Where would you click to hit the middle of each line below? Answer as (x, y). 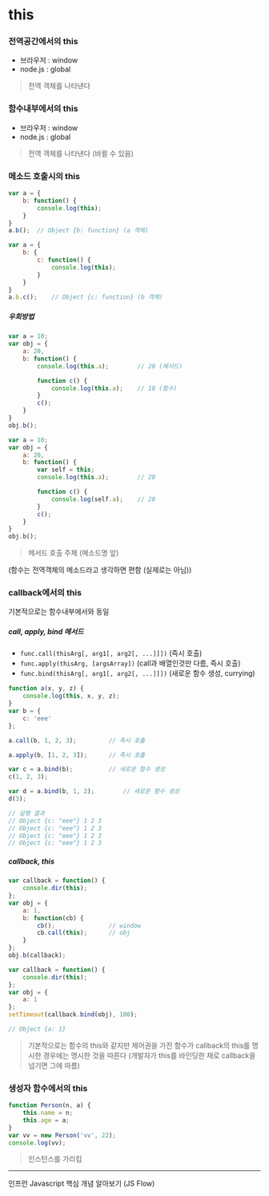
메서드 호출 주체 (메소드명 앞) (73, 553)
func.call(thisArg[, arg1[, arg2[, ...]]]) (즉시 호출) (111, 653)
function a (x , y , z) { (46, 689)
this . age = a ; (46, 1120)
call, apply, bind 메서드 (46, 632)
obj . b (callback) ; (37, 956)
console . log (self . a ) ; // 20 (103, 499)
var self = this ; (66, 470)
